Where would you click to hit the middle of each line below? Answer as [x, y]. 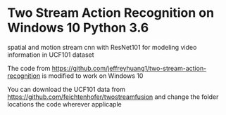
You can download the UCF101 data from [66, 89]
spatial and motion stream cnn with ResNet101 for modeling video [102, 47]
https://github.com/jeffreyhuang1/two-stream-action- [129, 68]
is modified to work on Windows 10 [93, 76]
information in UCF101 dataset [51, 55]
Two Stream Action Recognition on [111, 13]
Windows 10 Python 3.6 [78, 28]
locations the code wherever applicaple [64, 104]
